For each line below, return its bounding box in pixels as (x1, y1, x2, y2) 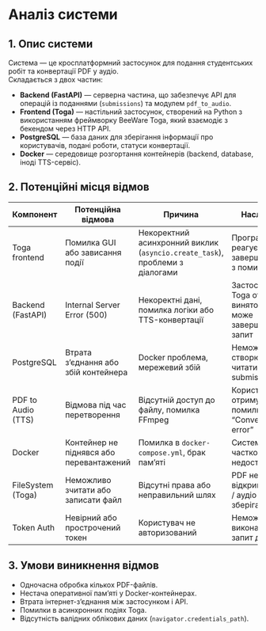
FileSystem (12, 479, 54, 490)
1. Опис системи (8, 37, 93, 51)
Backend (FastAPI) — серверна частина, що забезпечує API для (19, 90, 237, 100)
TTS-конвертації (138, 314, 204, 325)
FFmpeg (138, 414, 169, 425)
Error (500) (64, 309, 108, 320)
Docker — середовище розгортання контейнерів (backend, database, (19, 149, 254, 158)
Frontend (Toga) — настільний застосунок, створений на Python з (19, 107, 243, 116)
